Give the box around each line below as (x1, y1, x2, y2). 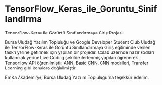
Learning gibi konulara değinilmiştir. (5, 65, 77, 71)
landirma (5, 14, 42, 25)
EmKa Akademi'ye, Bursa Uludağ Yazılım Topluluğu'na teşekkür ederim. (5, 74, 149, 80)
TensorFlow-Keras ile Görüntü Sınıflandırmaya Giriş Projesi (5, 30, 123, 35)
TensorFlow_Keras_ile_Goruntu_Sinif (5, 3, 157, 15)
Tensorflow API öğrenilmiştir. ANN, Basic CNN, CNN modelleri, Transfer (5, 60, 149, 66)
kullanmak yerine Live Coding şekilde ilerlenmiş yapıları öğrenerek (5, 54, 138, 60)
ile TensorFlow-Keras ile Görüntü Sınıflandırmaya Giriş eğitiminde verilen (5, 44, 151, 50)
